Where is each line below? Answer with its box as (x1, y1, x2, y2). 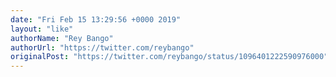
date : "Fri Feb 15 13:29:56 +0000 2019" (10, 14, 182, 25)
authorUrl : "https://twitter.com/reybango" (10, 42, 195, 53)
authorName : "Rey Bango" (10, 33, 114, 43)
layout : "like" (10, 24, 74, 34)
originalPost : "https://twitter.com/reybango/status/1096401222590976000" (10, 52, 329, 62)
